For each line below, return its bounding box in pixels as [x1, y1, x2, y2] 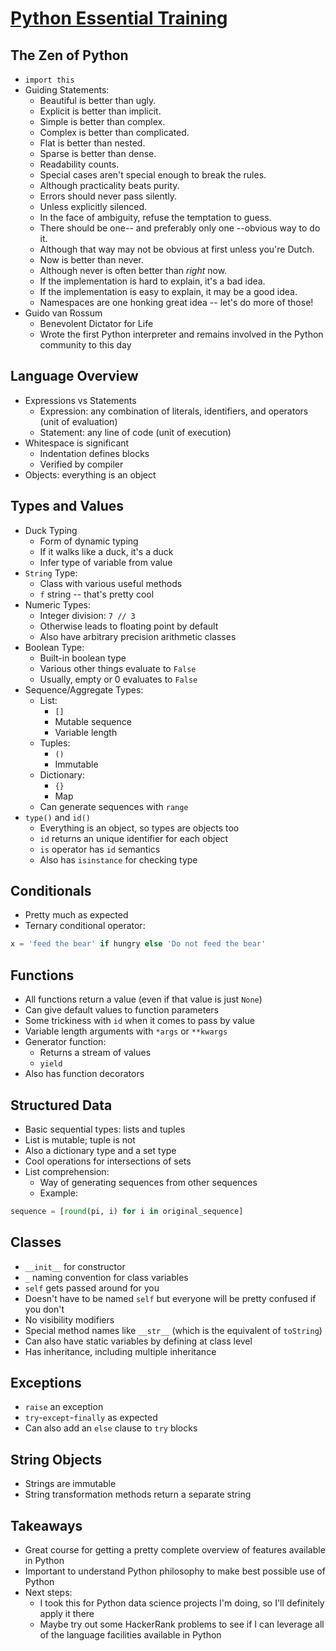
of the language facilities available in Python [39, 1629, 222, 1641]
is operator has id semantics [39, 843, 161, 855]
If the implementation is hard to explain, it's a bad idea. [39, 275, 266, 287]
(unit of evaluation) [39, 415, 118, 427]
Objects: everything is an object [24, 468, 157, 481]
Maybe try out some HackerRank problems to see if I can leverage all [39, 1618, 325, 1631]
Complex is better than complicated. [39, 127, 190, 138]
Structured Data [10, 1097, 113, 1114]
